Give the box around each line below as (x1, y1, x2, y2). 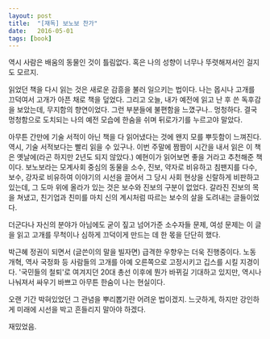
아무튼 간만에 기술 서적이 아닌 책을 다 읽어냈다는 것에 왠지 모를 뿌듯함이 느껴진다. (8, 132, 262, 142)
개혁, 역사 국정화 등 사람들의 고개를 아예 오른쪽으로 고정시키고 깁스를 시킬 (8, 257, 239, 267)
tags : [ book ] (8, 34, 52, 43)
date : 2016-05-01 (8, 27, 74, 35)
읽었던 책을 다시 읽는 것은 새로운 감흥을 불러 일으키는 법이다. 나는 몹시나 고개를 (8, 85, 255, 94)
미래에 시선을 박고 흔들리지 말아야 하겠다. (16, 304, 147, 315)
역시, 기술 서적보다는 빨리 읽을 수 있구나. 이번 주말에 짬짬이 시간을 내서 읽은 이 (8, 142, 253, 152)
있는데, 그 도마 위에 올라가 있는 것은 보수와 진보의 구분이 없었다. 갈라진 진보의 (8, 182, 251, 192)
